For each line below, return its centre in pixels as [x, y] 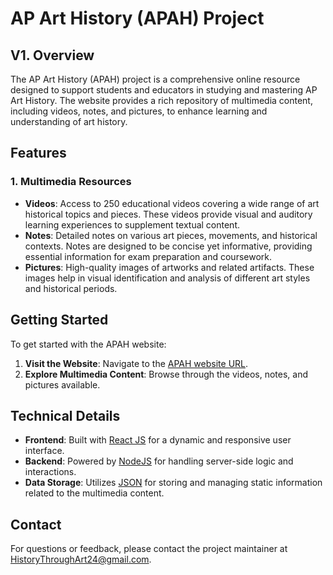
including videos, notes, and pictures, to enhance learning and [139, 111]
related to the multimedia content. [94, 493]
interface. [44, 451]
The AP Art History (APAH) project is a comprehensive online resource [155, 79]
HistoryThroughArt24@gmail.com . [81, 559]
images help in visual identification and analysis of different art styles [167, 278]
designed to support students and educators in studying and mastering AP [164, 90]
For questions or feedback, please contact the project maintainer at [149, 549]
